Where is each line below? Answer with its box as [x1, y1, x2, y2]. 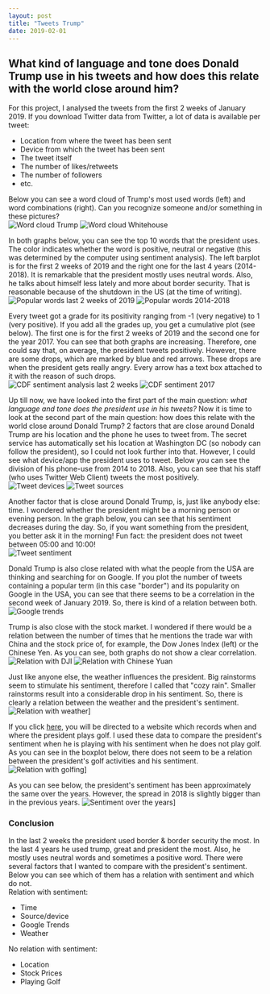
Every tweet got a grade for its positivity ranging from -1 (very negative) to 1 [8, 311, 260, 321]
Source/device [19, 912, 69, 921]
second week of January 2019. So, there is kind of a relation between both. [8, 598, 258, 608]
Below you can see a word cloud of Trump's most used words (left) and [8, 194, 246, 204]
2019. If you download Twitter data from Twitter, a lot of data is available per [8, 112, 261, 122]
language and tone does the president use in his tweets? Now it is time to [8, 404, 252, 414]
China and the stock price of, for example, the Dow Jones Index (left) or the [8, 639, 260, 649]
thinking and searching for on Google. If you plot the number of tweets [8, 572, 243, 582]
